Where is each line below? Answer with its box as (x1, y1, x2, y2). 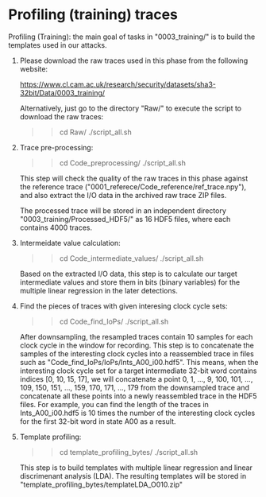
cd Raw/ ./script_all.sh (59, 127, 133, 137)
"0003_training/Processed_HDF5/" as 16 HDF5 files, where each (19, 214, 231, 223)
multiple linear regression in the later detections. (19, 285, 179, 295)
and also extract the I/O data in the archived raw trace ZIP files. (19, 190, 227, 200)
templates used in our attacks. (8, 40, 107, 49)
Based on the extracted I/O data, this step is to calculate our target (19, 269, 238, 278)
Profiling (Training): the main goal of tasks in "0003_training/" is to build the (8, 32, 256, 41)
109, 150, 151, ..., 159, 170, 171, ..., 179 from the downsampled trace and (19, 382, 250, 392)
